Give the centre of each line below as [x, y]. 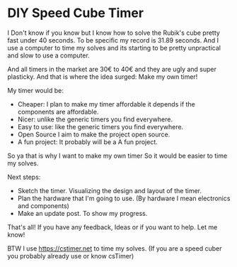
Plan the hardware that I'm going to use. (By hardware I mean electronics [124, 198]
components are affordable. [58, 111]
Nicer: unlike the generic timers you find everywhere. [95, 119]
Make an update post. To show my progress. [82, 213]
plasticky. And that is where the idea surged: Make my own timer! [103, 77]
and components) [43, 206]
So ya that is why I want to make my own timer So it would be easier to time [117, 156]
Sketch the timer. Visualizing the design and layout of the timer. [110, 190]
